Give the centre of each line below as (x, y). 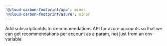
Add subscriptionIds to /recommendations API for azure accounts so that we (84, 28)
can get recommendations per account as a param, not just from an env (79, 34)
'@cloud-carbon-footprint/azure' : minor (48, 14)
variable (13, 39)
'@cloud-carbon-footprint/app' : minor (45, 10)
